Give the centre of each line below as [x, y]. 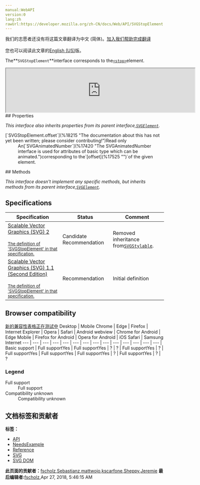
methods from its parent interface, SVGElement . [53, 187]
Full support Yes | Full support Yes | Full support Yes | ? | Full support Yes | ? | [83, 353]
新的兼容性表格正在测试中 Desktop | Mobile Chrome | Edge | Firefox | [77, 326]
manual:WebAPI [20, 10]
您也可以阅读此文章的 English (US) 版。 [45, 50]
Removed [124, 233]
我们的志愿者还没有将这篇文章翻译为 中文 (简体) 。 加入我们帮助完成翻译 [78, 39]
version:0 [16, 15]
